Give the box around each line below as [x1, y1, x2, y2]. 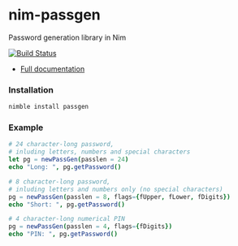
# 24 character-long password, [8, 140, 115, 149]
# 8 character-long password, [8, 177, 111, 186]
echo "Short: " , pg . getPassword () [8, 201, 126, 209]
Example [8, 122, 44, 133]
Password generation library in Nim [8, 32, 127, 42]
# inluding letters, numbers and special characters [8, 148, 191, 156]
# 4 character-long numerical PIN [8, 215, 126, 223]
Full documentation [19, 63, 85, 74]
